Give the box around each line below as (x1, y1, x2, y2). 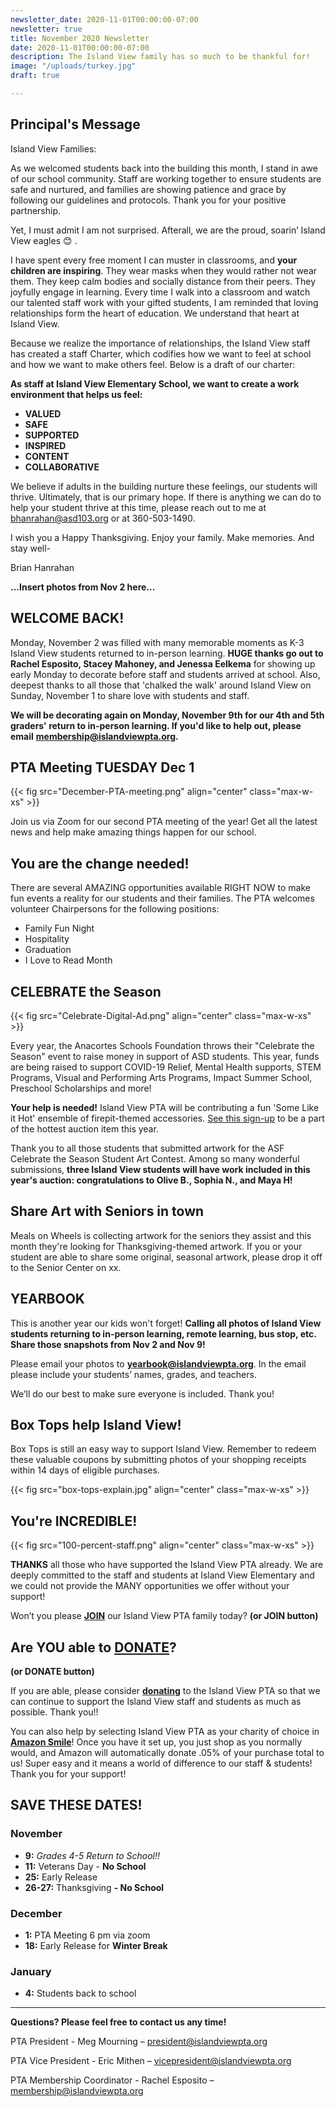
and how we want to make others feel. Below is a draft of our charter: (10, 358, 296, 370)
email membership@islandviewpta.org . (10, 730, 179, 742)
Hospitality (24, 933, 70, 945)
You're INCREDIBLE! (10, 1512, 138, 1530)
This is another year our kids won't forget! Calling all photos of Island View (10, 1317, 322, 1329)
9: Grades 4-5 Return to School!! (24, 1849, 161, 1861)
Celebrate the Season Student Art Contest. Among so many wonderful (10, 1152, 300, 1165)
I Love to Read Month (24, 954, 113, 966)
